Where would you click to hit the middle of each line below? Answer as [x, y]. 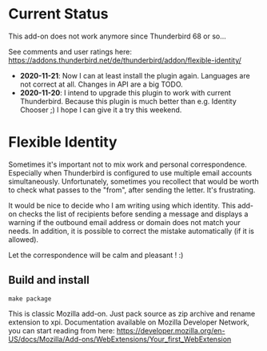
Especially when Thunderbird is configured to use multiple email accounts [130, 172]
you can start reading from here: [62, 330]
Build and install [49, 280]
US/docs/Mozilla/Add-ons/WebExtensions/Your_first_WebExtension [120, 339]
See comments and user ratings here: [70, 51]
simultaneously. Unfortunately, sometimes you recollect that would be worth [134, 181]
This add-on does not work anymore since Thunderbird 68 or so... [117, 36]
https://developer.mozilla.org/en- [171, 330]
